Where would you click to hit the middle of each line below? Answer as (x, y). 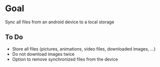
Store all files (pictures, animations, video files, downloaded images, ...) (84, 49)
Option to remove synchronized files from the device (65, 59)
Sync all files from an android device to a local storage (60, 22)
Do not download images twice (43, 54)
